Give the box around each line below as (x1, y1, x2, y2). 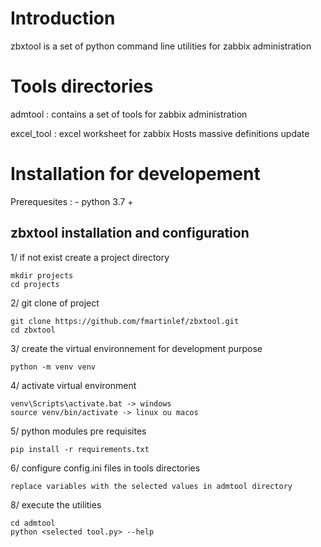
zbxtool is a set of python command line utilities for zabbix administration (10, 40, 312, 52)
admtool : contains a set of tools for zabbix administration (10, 108, 248, 120)
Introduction (10, 7, 116, 30)
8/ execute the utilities (10, 498, 102, 511)
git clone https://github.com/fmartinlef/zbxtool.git (10, 316, 240, 326)
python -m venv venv (10, 362, 97, 372)
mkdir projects (10, 270, 74, 281)
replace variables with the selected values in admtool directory (10, 481, 293, 491)
